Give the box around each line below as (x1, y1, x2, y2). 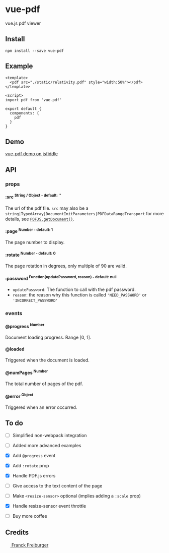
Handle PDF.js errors (12, 472, 56, 478)
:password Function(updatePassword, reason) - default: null (5, 274, 117, 281)
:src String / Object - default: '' (5, 193, 61, 200)
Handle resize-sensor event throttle (12, 503, 87, 509)
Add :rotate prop (12, 462, 49, 468)
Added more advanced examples (12, 442, 81, 448)
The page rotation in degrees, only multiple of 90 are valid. (5, 263, 127, 269)
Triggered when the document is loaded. (5, 357, 90, 363)
